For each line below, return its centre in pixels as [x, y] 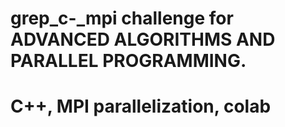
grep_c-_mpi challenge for [122, 18]
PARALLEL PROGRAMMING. [128, 61]
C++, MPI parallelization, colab [141, 106]
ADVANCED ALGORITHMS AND [143, 39]
